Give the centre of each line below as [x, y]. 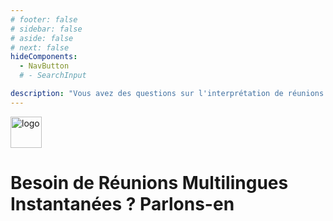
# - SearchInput [53, 76]
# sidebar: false [46, 29]
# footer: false [44, 19]
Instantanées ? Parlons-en [122, 203]
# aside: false [42, 38]
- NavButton [44, 66]
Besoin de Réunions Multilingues [149, 182]
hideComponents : [44, 57]
